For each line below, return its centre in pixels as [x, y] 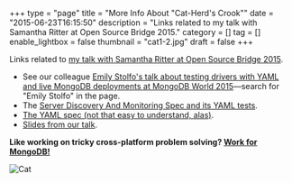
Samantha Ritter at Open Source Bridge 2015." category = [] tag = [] [135, 32]
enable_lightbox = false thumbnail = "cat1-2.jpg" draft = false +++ [132, 41]
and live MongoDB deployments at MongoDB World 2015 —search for [151, 86]
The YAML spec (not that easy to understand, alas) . [118, 115]
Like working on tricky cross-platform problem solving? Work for [133, 142]
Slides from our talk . [59, 124]
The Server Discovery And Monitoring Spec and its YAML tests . [140, 105]
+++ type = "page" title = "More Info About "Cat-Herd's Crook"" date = [141, 13]
